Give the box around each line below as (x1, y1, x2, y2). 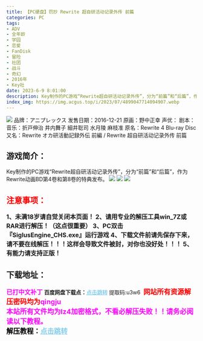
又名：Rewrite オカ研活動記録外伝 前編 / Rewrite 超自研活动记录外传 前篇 (6, 131, 187, 139)
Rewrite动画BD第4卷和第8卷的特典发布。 (6, 176, 108, 183)
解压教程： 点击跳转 (6, 327, 68, 336)
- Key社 (6, 82, 25, 88)
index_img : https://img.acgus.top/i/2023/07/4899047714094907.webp (6, 99, 180, 105)
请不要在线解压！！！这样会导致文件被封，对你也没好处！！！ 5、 (6, 240, 193, 248)
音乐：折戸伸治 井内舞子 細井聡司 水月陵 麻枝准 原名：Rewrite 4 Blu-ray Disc (6, 124, 196, 131)
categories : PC (6, 15, 45, 21)
